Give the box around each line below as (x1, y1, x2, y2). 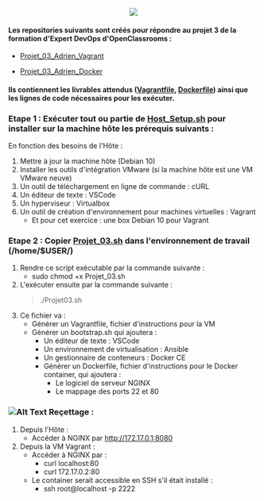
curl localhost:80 (43, 458, 99, 468)
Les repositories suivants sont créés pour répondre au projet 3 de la (8, 25, 237, 35)
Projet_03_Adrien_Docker (19, 67, 103, 76)
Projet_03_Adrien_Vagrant (19, 52, 105, 61)
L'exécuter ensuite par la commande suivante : (19, 280, 173, 290)
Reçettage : (49, 407, 94, 418)
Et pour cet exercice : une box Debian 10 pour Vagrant (31, 215, 209, 225)
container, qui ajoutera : (43, 370, 122, 380)
